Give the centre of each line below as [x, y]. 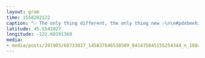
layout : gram [23, 12]
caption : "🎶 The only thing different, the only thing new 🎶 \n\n [91, 23]
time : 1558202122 [28, 18]
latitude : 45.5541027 [34, 29]
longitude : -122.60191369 [39, 34]
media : [15, 40]
